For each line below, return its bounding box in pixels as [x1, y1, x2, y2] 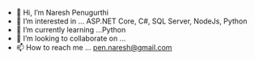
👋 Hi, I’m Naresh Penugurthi [15, 8, 109, 17]
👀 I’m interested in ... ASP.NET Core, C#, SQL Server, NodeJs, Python [15, 16, 248, 26]
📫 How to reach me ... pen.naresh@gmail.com [15, 43, 172, 52]
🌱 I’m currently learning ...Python [15, 25, 126, 34]
